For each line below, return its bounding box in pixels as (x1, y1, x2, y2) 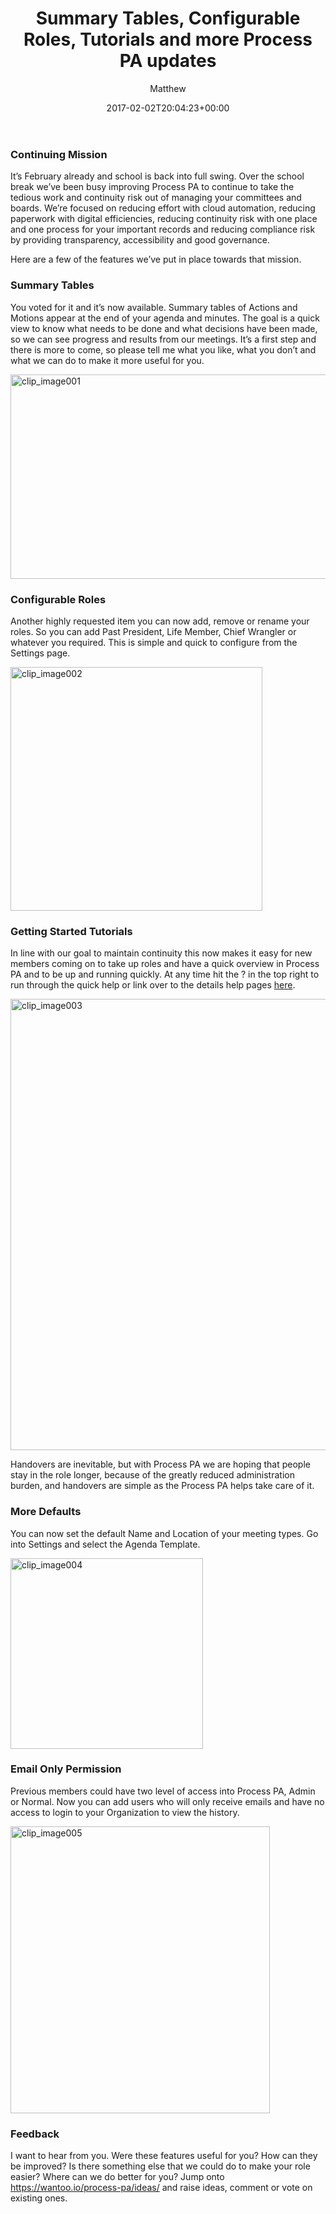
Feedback (10, 2127, 60, 2141)
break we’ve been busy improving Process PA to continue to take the (10, 181, 295, 193)
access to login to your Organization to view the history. (10, 1806, 240, 1818)
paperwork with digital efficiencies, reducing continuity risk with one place (10, 213, 318, 225)
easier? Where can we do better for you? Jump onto (10, 2171, 225, 2183)
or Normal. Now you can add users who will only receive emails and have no (10, 1795, 325, 1807)
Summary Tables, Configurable (35, 7, 301, 30)
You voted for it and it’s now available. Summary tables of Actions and (10, 301, 298, 313)
